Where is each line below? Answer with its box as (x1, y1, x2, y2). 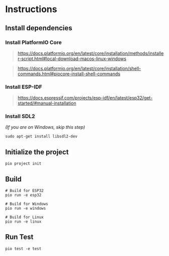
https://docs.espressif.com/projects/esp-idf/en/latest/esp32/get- (17, 95, 153, 101)
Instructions (5, 4, 57, 15)
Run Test (5, 233, 34, 241)
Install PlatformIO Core (5, 39, 62, 46)
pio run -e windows (5, 206, 46, 211)
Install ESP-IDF (5, 83, 42, 90)
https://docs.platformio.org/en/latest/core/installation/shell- (17, 65, 141, 71)
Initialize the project (5, 147, 69, 156)
